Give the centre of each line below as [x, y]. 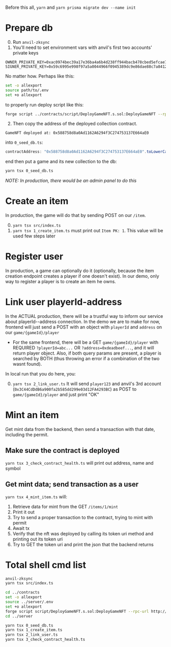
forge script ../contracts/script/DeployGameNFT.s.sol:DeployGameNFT [81, 114]
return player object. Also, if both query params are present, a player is [87, 353]
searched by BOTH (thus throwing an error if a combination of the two [86, 358]
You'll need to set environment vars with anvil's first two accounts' [82, 47]
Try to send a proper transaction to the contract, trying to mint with [83, 517]
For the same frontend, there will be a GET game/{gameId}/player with [85, 342]
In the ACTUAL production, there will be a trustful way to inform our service [84, 316]
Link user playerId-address [64, 302]
